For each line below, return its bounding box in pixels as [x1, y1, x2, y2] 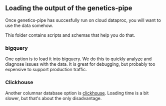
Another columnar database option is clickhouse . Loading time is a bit [5, 90, 149, 96]
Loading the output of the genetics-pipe [5, 4, 132, 12]
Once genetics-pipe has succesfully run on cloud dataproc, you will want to [5, 17, 161, 23]
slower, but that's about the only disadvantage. [5, 96, 102, 102]
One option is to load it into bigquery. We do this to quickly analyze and [5, 56, 152, 62]
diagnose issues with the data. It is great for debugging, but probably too [5, 61, 155, 67]
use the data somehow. [5, 22, 53, 28]
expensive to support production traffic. [5, 67, 87, 73]
